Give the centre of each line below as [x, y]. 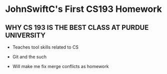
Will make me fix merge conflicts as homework [60, 66]
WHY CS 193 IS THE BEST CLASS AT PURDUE [77, 28]
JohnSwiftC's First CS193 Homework [84, 9]
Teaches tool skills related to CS [45, 47]
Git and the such [29, 57]
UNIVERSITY [25, 35]
